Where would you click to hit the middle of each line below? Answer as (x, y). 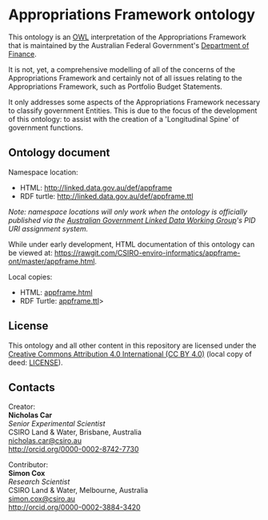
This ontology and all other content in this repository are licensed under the (132, 345)
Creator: (22, 407)
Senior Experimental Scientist (57, 424)
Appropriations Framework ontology (132, 15)
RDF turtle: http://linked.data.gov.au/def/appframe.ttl (106, 196)
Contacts (32, 387)
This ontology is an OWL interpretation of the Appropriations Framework (127, 37)
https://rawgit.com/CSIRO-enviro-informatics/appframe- (148, 252)
